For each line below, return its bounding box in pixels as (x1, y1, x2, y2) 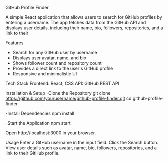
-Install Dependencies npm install (5, 110, 74, 116)
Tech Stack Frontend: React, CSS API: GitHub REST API (5, 80, 119, 86)
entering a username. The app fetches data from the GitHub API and (5, 20, 146, 25)
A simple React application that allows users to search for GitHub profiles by (5, 14, 162, 20)
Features (5, 40, 24, 46)
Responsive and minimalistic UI (12, 71, 77, 77)
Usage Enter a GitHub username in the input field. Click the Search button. (5, 140, 159, 145)
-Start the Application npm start (5, 120, 71, 126)
